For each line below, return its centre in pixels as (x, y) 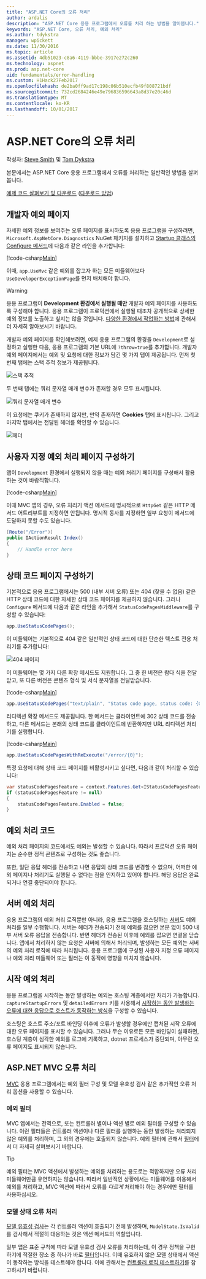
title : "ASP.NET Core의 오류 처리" (48, 12)
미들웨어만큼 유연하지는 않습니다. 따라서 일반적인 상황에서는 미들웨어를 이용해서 (101, 1179)
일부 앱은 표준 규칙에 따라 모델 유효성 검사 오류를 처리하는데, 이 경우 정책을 (95, 1247)
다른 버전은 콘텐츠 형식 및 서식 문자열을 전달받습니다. (89, 680)
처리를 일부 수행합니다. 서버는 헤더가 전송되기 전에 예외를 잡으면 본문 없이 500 (100, 927)
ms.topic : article (30, 52)
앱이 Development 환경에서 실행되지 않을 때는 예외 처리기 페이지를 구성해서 (95, 473)
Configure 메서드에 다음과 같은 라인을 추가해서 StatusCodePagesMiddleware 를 (100, 607)
